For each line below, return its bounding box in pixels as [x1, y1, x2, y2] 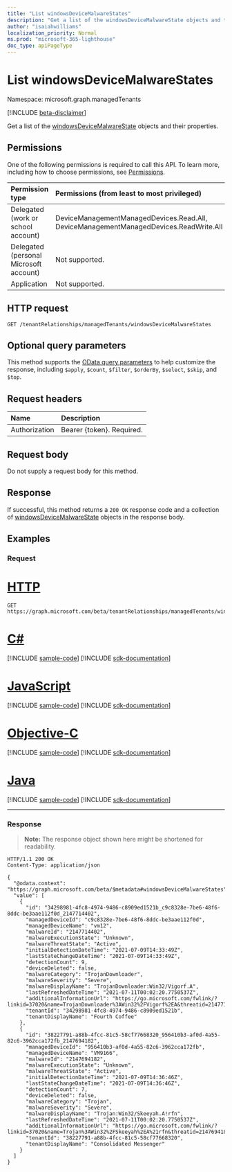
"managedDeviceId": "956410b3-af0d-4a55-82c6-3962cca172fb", [25, 1044, 206, 1051]
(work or [10, 213, 39, 222]
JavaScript [7, 678, 71, 694]
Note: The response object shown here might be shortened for [23, 835, 204, 844]
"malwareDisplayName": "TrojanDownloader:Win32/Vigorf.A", [25, 983, 199, 991]
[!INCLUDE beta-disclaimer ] [7, 108, 86, 116]
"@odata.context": [13, 880, 67, 887]
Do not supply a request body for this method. [7, 467, 139, 475]
